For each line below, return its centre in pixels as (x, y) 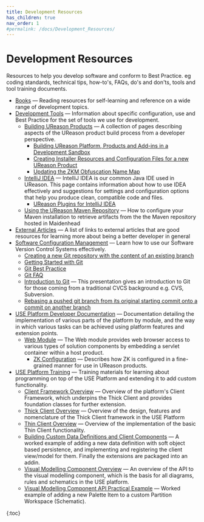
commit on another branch (57, 307)
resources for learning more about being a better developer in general (102, 236)
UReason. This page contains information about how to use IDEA (105, 185)
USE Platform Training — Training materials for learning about (92, 372)
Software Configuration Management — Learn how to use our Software (104, 243)
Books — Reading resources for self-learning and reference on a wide (103, 100)
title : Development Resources (45, 12)
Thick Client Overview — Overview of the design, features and (102, 411)
